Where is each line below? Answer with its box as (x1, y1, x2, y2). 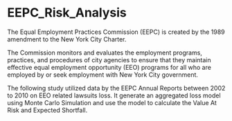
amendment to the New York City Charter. (7, 35, 127, 43)
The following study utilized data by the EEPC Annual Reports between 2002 (7, 84, 226, 92)
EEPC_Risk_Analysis (7, 5, 127, 21)
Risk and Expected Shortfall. (7, 106, 88, 114)
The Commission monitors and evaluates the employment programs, (7, 48, 203, 57)
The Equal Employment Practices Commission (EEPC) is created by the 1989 (7, 28, 225, 36)
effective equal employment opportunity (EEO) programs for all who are (7, 63, 211, 71)
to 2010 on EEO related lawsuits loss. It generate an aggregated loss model (7, 91, 221, 100)
